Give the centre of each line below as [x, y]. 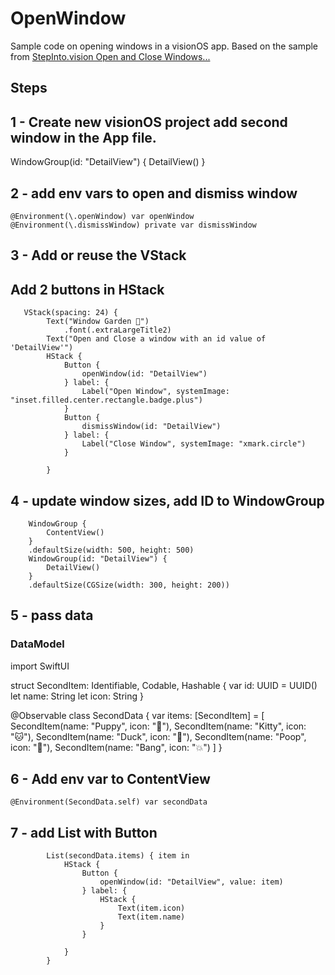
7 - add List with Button [84, 832]
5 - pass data [52, 615]
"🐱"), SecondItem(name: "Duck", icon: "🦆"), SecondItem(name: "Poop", [158, 736]
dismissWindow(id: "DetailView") [151, 427]
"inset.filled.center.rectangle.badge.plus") [106, 400]
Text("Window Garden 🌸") [98, 322]
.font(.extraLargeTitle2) [117, 330]
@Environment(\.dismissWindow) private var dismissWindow [133, 225]
